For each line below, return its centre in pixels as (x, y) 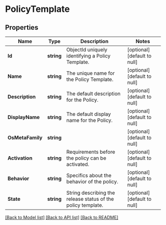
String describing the (91, 193)
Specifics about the (89, 175)
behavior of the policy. (92, 182)
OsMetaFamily (25, 138)
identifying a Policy (88, 56)
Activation (20, 158)
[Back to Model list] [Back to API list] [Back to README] (62, 217)
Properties (22, 28)
